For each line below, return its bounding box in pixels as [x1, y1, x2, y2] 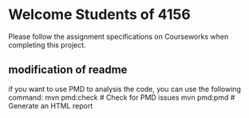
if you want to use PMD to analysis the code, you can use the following [8, 84, 242, 93]
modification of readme [8, 63, 128, 77]
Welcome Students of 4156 [8, 6, 192, 24]
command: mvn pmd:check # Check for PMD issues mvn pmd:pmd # [8, 93, 235, 102]
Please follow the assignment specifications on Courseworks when [8, 32, 229, 41]
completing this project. [8, 40, 86, 49]
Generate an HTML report [8, 101, 93, 110]
